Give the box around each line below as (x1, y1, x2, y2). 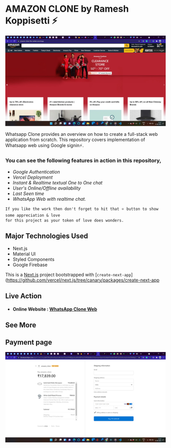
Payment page (5, 338, 52, 347)
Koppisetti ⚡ (5, 15, 58, 27)
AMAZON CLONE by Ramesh (5, 3, 129, 15)
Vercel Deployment (12, 174, 53, 180)
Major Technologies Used (5, 232, 88, 241)
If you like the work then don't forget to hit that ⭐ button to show (5, 206, 159, 211)
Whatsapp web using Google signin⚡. (5, 143, 84, 149)
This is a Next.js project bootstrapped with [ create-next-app (5, 271, 131, 277)
